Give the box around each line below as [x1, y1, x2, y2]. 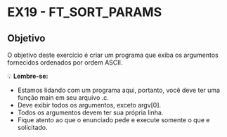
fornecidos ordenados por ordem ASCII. [7, 58, 123, 67]
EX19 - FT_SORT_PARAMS [7, 4, 162, 20]
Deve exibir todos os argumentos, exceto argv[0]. [17, 101, 162, 109]
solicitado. [17, 124, 48, 131]
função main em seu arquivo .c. [17, 93, 109, 102]
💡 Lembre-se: [7, 72, 48, 80]
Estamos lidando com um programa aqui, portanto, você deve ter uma [17, 86, 220, 94]
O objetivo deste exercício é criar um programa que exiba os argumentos [7, 51, 219, 59]
